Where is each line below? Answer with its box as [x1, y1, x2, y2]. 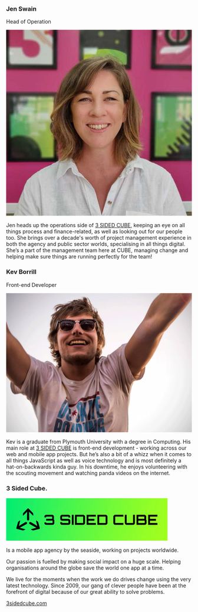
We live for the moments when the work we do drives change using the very [6, 575, 192, 582]
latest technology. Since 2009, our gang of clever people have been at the [6, 582, 187, 589]
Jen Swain [6, 5, 37, 13]
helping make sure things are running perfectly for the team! [6, 253, 152, 260]
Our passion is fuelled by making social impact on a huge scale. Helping [6, 558, 181, 565]
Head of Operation [6, 18, 51, 25]
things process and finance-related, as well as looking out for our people [6, 228, 183, 235]
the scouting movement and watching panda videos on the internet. [6, 470, 171, 477]
